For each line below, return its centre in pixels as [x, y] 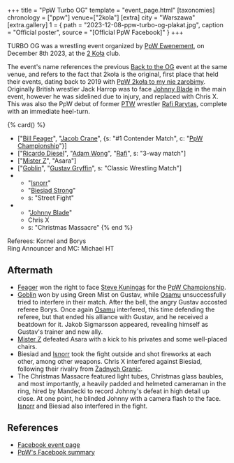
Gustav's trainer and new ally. [60, 332]
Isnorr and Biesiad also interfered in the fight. [82, 406]
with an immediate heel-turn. [49, 111]
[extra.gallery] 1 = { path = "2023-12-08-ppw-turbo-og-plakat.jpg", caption [115, 25]
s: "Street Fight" [51, 198]
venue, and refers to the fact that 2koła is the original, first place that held [113, 74]
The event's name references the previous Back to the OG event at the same [117, 67]
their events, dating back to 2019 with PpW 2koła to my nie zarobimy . [107, 82]
